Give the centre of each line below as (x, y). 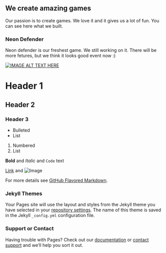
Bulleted (21, 130)
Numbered (24, 145)
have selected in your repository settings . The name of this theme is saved (83, 210)
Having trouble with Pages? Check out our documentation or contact (77, 240)
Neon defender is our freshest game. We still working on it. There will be (81, 50)
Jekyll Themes (24, 194)
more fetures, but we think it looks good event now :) (60, 56)
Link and (14, 170)
